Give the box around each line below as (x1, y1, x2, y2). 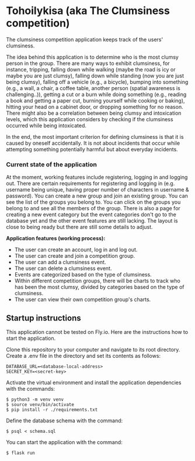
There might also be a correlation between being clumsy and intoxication (6, 110, 182, 117)
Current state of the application (6, 160, 97, 168)
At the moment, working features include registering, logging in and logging (6, 174, 188, 181)
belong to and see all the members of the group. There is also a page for (6, 205, 181, 212)
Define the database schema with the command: (6, 417, 123, 424)
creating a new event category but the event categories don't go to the (6, 211, 176, 218)
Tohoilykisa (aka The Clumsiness (6, 4, 170, 18)
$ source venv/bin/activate (6, 402, 75, 408)
